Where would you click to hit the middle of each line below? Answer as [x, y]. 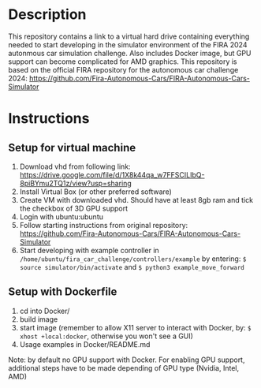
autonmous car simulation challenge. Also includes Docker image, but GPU [130, 53]
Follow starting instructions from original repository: [104, 225]
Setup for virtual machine [72, 147]
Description [47, 15]
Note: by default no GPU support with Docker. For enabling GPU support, [127, 360]
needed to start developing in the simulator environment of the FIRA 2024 [128, 44]
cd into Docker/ [45, 311]
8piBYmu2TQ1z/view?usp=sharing [75, 183]
